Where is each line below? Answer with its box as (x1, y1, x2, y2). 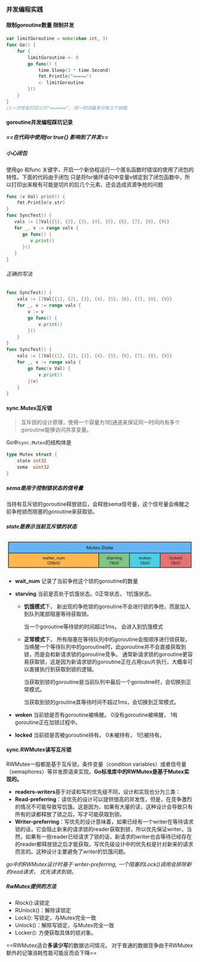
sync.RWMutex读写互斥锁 (6, 746, 72, 753)
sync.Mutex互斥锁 (6, 404, 53, 411)
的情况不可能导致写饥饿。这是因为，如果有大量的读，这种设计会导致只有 (14, 803, 193, 810)
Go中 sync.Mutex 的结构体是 (6, 439, 72, 446)
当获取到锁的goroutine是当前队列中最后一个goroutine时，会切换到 (23, 678, 186, 685)
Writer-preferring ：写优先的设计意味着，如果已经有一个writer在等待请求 (14, 818, 194, 825)
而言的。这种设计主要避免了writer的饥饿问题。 (14, 848, 129, 855)
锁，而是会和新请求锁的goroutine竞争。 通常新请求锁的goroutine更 (23, 651, 188, 658)
